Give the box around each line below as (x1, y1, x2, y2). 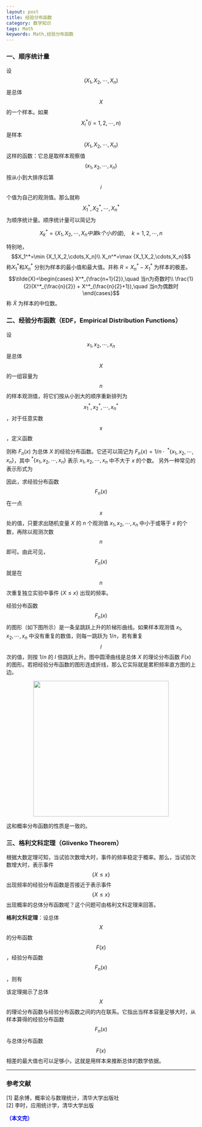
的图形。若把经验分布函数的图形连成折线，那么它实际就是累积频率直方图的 (6, 661, 191, 668)
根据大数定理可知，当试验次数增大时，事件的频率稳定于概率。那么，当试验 (6, 854, 191, 861)
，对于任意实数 (6, 414, 43, 422)
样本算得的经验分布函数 (6, 1015, 64, 1023)
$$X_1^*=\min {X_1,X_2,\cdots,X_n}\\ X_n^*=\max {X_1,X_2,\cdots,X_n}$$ (11, 253, 191, 260)
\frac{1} (174, 275, 194, 282)
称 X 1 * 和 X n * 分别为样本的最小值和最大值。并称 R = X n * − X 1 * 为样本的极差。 (6, 262, 191, 272)
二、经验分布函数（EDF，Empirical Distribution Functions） (6, 316, 182, 325)
